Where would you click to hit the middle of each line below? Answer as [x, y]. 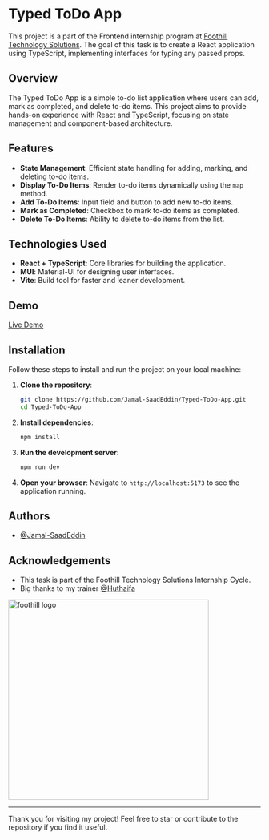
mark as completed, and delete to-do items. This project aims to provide [127, 106]
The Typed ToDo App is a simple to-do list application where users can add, [133, 98]
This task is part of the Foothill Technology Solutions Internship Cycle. [135, 580]
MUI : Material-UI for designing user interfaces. [97, 272]
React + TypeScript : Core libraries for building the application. [123, 263]
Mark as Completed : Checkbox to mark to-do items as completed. [130, 210]
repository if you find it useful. [58, 827]
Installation [37, 350]
